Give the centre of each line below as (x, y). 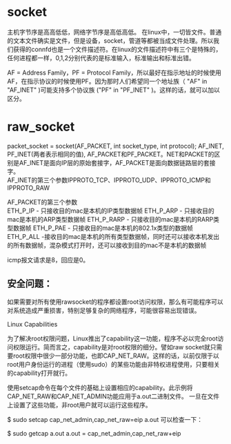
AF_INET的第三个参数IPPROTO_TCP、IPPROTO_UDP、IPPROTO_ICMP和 (109, 180)
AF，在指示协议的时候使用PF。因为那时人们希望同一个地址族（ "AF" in (107, 81)
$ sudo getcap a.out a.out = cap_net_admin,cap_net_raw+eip (94, 433)
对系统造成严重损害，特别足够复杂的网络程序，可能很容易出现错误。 (104, 310)
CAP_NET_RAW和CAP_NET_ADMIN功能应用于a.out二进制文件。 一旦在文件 (113, 396)
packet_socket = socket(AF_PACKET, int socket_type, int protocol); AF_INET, (115, 146)
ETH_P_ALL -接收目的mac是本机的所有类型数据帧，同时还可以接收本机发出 (113, 236)
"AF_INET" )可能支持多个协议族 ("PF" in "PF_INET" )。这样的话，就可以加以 (114, 90)
